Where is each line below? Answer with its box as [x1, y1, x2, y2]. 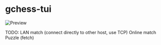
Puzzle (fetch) [5, 35, 34, 41]
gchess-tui [5, 3, 52, 15]
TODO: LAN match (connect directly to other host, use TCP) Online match [5, 29, 157, 35]
